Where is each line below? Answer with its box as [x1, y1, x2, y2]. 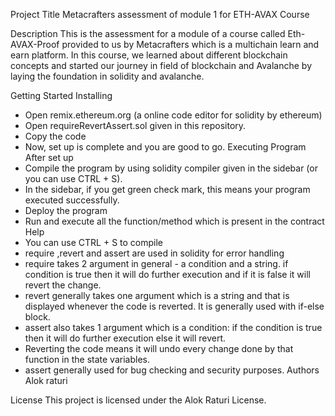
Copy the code [24, 130, 87, 142]
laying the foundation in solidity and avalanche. [10, 70, 205, 82]
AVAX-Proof [10, 39, 60, 50]
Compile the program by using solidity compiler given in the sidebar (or [24, 162, 318, 174]
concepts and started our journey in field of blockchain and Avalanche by [10, 60, 313, 71]
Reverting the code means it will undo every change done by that [24, 343, 294, 354]
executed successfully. [24, 194, 120, 206]
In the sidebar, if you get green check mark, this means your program [24, 184, 311, 195]
